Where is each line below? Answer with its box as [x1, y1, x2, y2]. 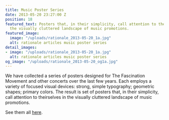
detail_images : [5, 45, 37, 50]
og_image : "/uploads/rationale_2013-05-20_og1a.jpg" [5, 59, 118, 64]
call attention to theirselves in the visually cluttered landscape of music [5, 94, 152, 100]
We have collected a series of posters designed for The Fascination [5, 73, 145, 79]
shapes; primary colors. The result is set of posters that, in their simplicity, [5, 89, 159, 95]
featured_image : [5, 31, 39, 36]
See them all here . [5, 109, 43, 115]
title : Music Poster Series [5, 7, 64, 13]
